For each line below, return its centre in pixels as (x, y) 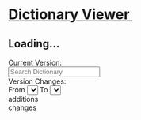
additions (23, 99)
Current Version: (35, 62)
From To (28, 90)
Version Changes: (37, 81)
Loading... (34, 44)
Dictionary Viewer (69, 15)
